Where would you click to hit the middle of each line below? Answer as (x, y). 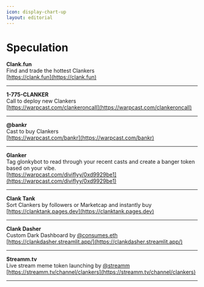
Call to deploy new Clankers (41, 101)
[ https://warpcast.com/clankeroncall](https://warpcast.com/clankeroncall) (99, 107)
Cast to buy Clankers (32, 132)
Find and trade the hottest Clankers (51, 71)
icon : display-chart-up (36, 12)
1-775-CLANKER (28, 95)
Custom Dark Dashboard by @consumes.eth (62, 235)
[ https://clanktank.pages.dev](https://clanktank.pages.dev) (80, 211)
